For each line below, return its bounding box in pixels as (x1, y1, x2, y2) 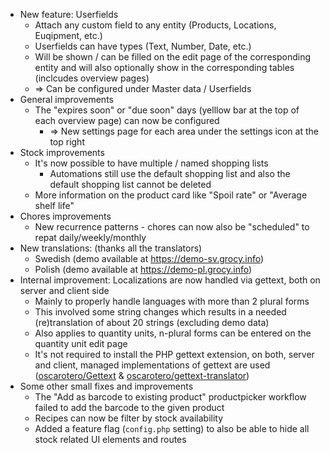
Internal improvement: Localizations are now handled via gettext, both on (19, 274, 321, 286)
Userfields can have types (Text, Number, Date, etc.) (34, 40, 252, 52)
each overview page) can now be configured (34, 115, 220, 126)
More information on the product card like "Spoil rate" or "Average (34, 189, 308, 201)
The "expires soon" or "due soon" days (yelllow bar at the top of (34, 104, 300, 116)
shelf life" (34, 200, 75, 211)
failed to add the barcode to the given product (34, 402, 225, 413)
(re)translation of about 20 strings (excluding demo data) (34, 317, 270, 328)
